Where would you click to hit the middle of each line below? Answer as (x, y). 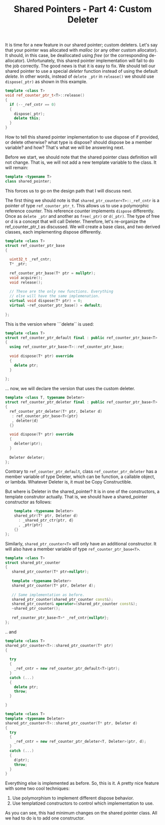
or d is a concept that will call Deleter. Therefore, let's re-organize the (76, 221)
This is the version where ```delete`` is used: (49, 324)
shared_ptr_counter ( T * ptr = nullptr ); (50, 572)
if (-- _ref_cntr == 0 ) (33, 104)
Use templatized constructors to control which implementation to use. (83, 803)
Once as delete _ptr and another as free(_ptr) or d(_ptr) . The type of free (82, 216)
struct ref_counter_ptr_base (35, 245)
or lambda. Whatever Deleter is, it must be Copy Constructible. (69, 482)
